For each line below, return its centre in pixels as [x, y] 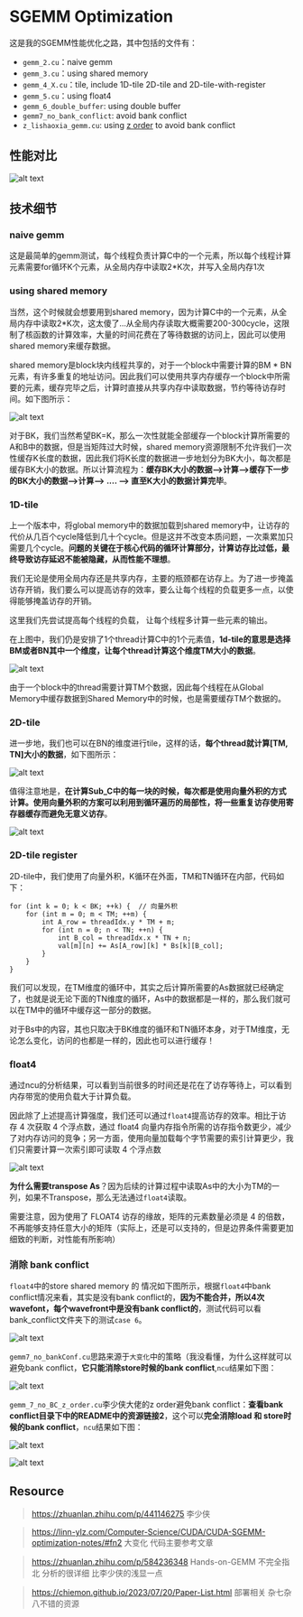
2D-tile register [44, 855]
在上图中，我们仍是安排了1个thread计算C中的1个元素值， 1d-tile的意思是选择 [150, 639]
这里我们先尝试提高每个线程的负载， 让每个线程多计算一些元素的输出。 [141, 620]
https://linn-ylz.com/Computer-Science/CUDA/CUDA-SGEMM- [148, 1532]
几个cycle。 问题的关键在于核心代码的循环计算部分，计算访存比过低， [153, 548]
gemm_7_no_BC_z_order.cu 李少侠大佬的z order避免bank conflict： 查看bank [147, 1405]
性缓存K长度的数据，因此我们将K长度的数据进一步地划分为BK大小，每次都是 [150, 458]
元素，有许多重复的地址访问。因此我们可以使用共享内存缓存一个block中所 [146, 376]
